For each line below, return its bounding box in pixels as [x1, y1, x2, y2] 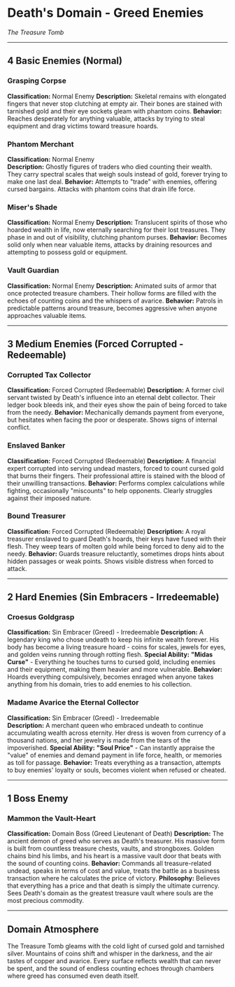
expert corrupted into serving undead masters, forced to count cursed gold [7, 464, 225, 472]
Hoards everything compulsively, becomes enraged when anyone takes [7, 672, 214, 681]
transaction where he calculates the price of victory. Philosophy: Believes [7, 874, 220, 883]
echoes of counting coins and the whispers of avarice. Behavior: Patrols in [7, 296, 223, 305]
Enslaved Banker [7, 441, 66, 450]
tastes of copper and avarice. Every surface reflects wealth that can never [7, 957, 222, 965]
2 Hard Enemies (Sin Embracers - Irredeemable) [7, 591, 220, 603]
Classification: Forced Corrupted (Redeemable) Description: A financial [7, 457, 216, 465]
